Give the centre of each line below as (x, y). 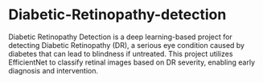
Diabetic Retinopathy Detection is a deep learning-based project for (121, 37)
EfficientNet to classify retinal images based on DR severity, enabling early (132, 62)
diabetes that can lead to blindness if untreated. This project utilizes (121, 53)
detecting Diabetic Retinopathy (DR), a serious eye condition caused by (127, 45)
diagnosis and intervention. (53, 70)
